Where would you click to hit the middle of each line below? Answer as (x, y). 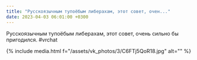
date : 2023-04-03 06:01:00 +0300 (47, 17)
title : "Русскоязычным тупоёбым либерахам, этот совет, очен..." (88, 11)
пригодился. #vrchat (32, 40)
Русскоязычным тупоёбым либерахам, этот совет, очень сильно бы (92, 33)
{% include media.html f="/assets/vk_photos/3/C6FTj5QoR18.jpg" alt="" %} (98, 51)
